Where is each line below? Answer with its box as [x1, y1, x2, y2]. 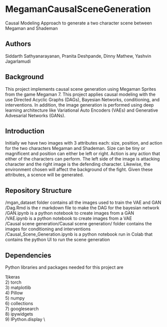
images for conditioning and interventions [5, 226, 91, 232]
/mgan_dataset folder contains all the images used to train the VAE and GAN [5, 199, 162, 205]
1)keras [5, 274, 20, 280]
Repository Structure [5, 186, 72, 195]
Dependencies [5, 251, 51, 260]
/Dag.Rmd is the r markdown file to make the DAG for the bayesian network [5, 205, 160, 211]
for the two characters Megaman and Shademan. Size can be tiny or [5, 146, 146, 152]
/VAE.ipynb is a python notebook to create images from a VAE [5, 215, 132, 221]
